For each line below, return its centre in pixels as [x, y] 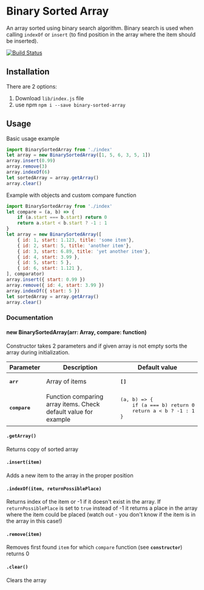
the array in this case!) [34, 521]
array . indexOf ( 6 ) [28, 172]
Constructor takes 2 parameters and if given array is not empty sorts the [97, 346]
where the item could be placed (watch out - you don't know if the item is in [101, 515]
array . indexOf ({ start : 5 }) [43, 291]
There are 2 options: [32, 86]
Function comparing [75, 396]
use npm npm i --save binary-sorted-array [70, 105]
